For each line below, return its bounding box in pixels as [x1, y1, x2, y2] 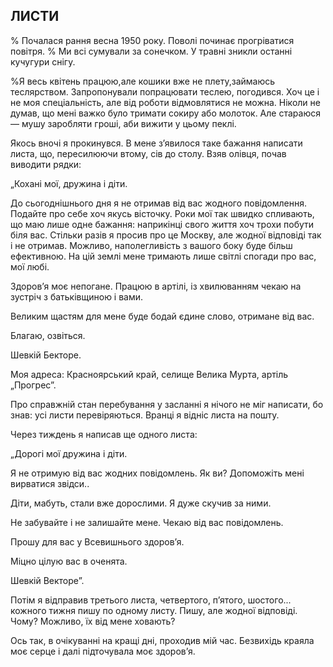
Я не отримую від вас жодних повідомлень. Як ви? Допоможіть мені [10, 467, 305, 479]
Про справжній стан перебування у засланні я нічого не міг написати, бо [10, 398, 324, 410]
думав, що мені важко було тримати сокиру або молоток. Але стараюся [10, 107, 321, 119]
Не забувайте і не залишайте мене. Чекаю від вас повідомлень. [10, 516, 284, 528]
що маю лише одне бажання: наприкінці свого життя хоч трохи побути [10, 218, 315, 230]
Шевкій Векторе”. [10, 574, 85, 586]
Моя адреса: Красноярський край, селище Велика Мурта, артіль [10, 368, 289, 380]
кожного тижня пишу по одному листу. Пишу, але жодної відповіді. [10, 604, 298, 616]
